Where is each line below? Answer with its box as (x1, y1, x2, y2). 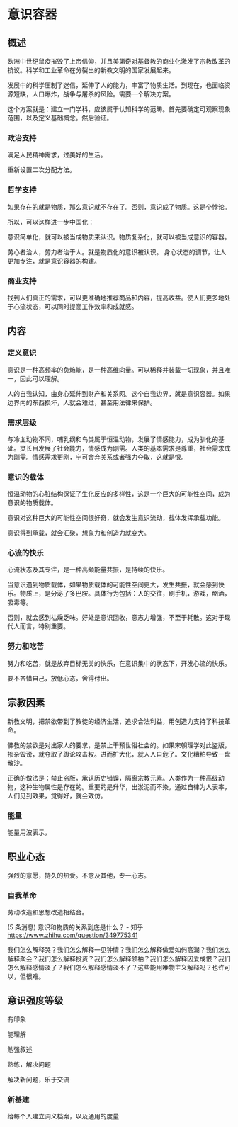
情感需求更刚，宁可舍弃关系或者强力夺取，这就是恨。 (31, 453, 188, 461)
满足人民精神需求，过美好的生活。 (7, 150, 107, 159)
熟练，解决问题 (7, 1060, 51, 1068)
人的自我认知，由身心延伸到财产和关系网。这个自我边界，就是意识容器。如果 (7, 389, 231, 397)
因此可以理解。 (19, 374, 64, 383)
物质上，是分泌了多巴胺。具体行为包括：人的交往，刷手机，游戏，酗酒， (19, 589, 231, 598)
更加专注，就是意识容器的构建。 (7, 256, 101, 265)
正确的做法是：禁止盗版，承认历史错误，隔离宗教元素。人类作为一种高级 (7, 774, 218, 782)
